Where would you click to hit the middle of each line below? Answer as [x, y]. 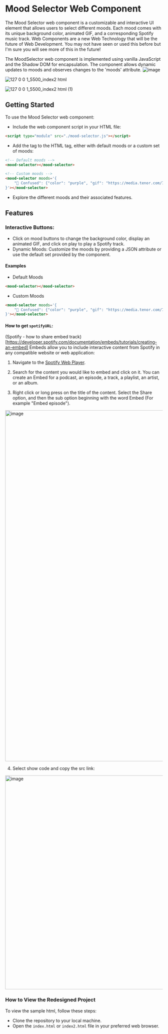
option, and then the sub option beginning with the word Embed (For [83, 398]
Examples [16, 266]
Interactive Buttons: [30, 227]
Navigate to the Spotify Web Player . [49, 362]
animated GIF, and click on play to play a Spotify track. [68, 243]
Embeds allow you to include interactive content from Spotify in [94, 347]
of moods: [23, 151]
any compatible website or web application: [50, 353]
